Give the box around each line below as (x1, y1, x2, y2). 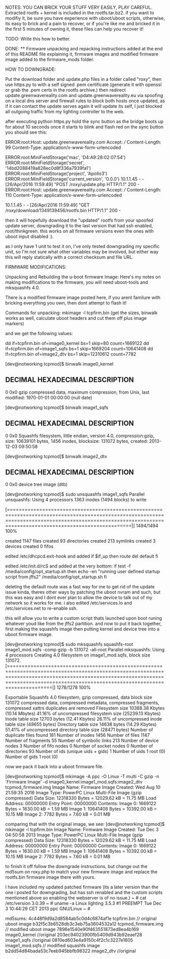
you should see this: (5, 129, 47, 135)
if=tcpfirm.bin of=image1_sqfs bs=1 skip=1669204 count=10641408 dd (5, 346, 153, 351)
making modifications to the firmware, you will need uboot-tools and (5, 279, 148, 285)
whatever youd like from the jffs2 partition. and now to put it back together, (5, 620, 162, 627)
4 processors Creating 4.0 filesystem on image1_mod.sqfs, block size (5, 652, 151, 658)
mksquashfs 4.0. (5, 285, 40, 290)
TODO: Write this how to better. (5, 36, 71, 42)
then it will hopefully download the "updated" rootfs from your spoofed (5, 217, 154, 223)
